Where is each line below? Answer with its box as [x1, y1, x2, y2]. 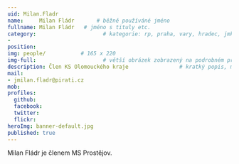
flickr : [14, 116, 37, 123]
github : [14, 97, 37, 104]
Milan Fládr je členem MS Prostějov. [7, 148, 112, 157]
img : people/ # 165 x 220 [7, 50, 116, 58]
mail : [7, 70, 23, 77]
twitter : [14, 109, 40, 116]
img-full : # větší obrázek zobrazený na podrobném [7, 57, 224, 64]
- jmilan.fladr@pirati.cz [7, 76, 84, 84]
